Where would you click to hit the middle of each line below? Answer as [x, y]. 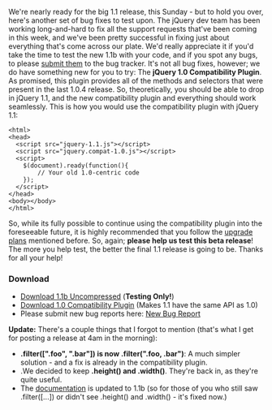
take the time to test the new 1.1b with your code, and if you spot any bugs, [133, 55]
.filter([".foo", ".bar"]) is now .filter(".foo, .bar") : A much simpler [130, 354]
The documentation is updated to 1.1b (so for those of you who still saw [139, 388]
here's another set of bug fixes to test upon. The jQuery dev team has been [134, 20]
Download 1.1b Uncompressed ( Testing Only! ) [97, 296]
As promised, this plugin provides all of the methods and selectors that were [136, 81]
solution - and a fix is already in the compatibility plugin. [114, 363]
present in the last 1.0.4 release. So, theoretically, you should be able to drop [136, 89]
